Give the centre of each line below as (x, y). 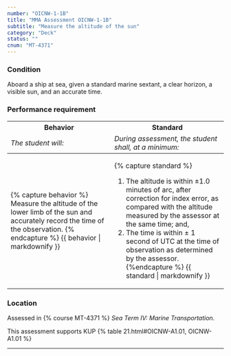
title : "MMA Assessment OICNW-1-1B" (59, 20)
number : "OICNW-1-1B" (38, 13)
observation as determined (169, 249)
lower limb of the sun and (52, 212)
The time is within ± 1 (161, 232)
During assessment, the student (166, 138)
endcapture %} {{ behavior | (56, 238)
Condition (24, 69)
